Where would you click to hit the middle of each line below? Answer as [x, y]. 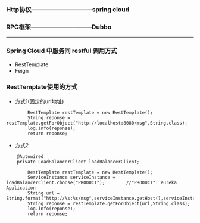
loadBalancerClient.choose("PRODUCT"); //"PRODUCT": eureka [92, 182]
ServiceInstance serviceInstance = [72, 177]
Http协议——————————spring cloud [68, 9]
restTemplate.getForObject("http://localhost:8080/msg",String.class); [97, 123]
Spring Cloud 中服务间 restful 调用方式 [62, 51]
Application [21, 188]
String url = [44, 193]
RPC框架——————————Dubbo [59, 27]
